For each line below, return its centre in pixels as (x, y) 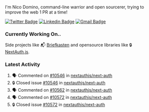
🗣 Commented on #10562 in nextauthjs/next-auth (62, 90)
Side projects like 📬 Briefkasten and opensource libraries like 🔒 (68, 45)
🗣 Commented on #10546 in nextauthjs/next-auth (62, 75)
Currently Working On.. (33, 34)
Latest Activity (22, 64)
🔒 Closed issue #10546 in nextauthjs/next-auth (59, 82)
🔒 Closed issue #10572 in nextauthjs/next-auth (59, 104)
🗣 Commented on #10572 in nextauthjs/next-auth (62, 97)
